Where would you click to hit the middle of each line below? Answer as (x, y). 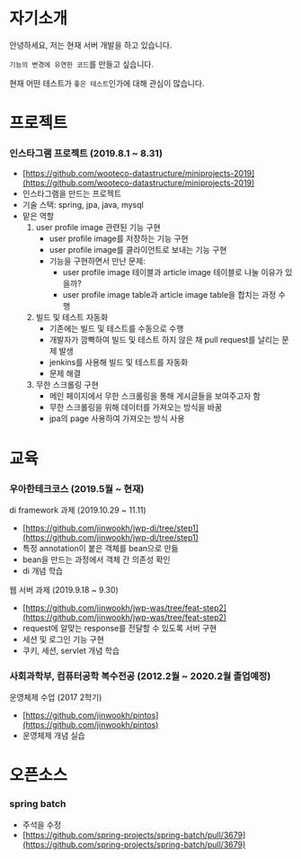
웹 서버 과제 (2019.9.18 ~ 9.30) (64, 589)
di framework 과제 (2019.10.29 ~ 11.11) (78, 510)
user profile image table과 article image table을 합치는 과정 (169, 295)
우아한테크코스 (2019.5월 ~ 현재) (77, 488)
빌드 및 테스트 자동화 (72, 318)
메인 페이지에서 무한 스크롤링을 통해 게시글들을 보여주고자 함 (155, 396)
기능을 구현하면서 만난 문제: (97, 261)
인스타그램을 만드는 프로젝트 (72, 193)
